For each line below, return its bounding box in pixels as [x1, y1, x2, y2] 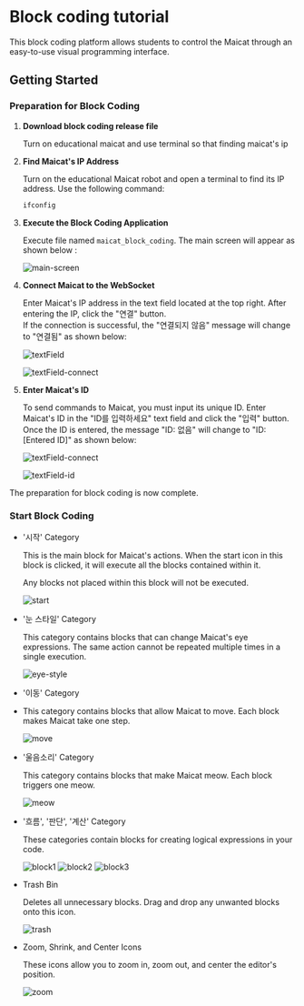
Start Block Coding [9, 509, 94, 522]
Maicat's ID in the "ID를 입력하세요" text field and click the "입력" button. [22, 412, 289, 424]
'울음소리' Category [22, 751, 94, 762]
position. [22, 969, 56, 980]
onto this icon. [22, 906, 76, 917]
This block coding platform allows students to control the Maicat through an [9, 36, 293, 47]
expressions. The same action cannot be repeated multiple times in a [22, 641, 281, 652]
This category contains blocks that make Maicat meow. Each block [22, 770, 272, 780]
